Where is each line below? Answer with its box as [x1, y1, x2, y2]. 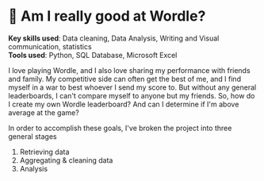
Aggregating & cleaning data [19, 155, 113, 165]
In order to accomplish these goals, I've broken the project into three [8, 123, 232, 133]
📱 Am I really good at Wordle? [8, 7, 206, 25]
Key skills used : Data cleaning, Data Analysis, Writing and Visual [8, 33, 220, 43]
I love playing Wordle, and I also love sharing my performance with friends [8, 65, 251, 75]
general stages [8, 131, 57, 141]
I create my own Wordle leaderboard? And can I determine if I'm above [8, 99, 239, 109]
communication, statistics [8, 41, 93, 51]
